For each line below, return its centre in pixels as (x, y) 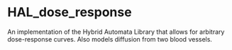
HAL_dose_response (70, 12)
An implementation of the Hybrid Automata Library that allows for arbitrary (116, 32)
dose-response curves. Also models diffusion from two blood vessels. (110, 39)
